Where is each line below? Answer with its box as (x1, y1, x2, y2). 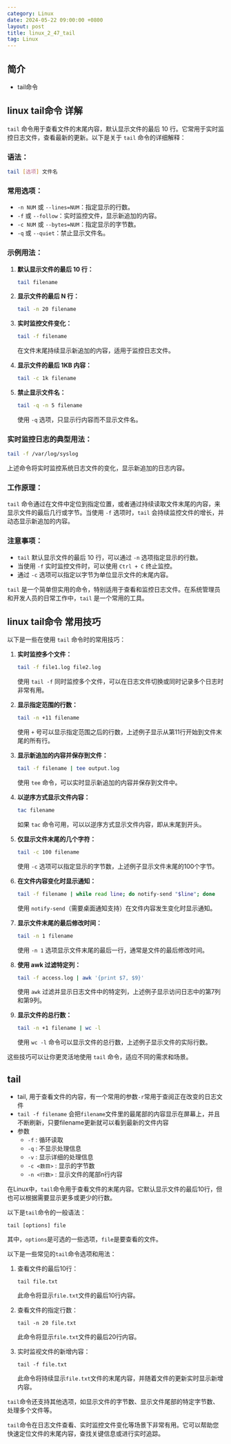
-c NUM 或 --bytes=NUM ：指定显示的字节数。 (17, 221, 140, 229)
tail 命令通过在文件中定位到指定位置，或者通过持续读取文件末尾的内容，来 (7, 500, 221, 508)
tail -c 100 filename (17, 848, 80, 856)
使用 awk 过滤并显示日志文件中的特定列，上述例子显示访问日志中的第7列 (17, 988, 221, 996)
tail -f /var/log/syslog (7, 451, 79, 458)
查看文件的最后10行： (17, 1264, 79, 1273)
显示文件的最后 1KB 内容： (17, 361, 92, 370)
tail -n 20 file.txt (17, 1320, 77, 1327)
